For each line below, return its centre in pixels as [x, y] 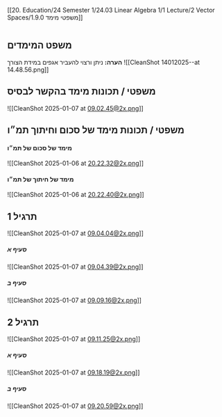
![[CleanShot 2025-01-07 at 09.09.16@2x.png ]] [75, 300]
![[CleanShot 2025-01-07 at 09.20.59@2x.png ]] [75, 406]
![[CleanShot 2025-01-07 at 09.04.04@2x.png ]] [76, 233]
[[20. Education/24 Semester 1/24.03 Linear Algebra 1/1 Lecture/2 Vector [111, 10]
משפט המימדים [40, 46]
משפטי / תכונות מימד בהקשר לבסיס [82, 92]
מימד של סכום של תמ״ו [40, 148]
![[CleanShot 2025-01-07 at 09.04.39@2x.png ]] [75, 267]
